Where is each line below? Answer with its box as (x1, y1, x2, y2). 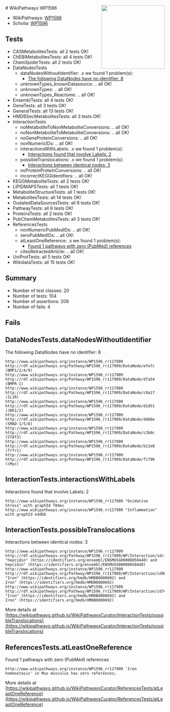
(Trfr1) (5, 448, 22, 453)
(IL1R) (5, 394, 19, 400)
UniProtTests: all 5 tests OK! (12, 254, 71, 260)
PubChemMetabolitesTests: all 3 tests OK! (12, 216, 100, 222)
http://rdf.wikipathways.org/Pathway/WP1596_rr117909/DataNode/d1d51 (5, 403, 155, 408)
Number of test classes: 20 (12, 287, 69, 293)
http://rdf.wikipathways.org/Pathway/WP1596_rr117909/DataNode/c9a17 (5, 390, 155, 395)
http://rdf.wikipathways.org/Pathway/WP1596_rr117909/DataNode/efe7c (5, 363, 155, 368)
